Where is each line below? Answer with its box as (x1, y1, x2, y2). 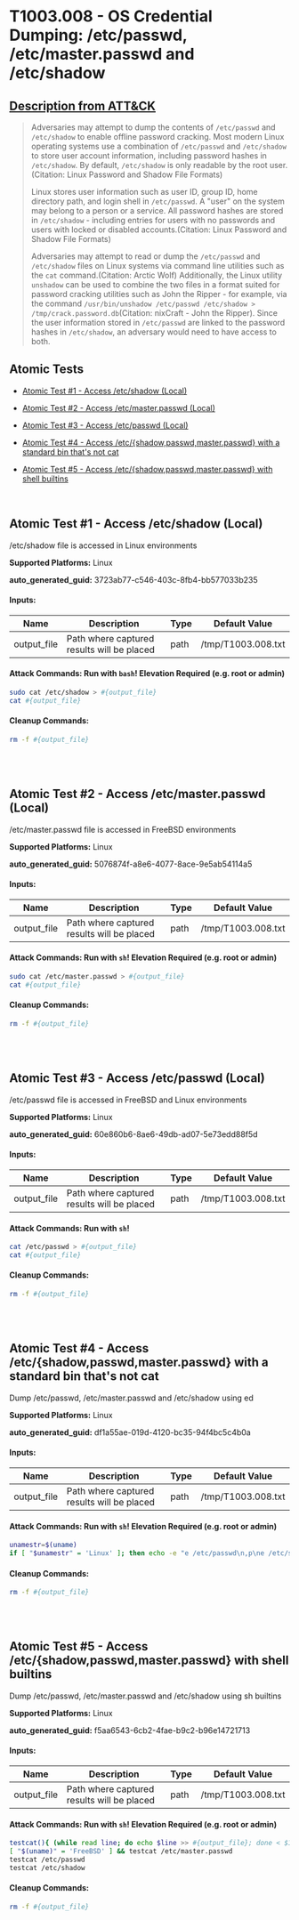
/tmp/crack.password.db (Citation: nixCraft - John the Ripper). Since (30, 308, 279, 318)
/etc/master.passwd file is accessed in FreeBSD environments (9, 824, 237, 835)
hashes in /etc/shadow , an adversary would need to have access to (30, 327, 278, 337)
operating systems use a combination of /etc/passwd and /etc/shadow (30, 141, 287, 151)
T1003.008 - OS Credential (9, 6, 213, 27)
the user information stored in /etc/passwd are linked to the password (30, 318, 286, 327)
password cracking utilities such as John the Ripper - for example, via (30, 289, 287, 299)
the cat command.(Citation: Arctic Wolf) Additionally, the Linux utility (30, 270, 283, 280)
